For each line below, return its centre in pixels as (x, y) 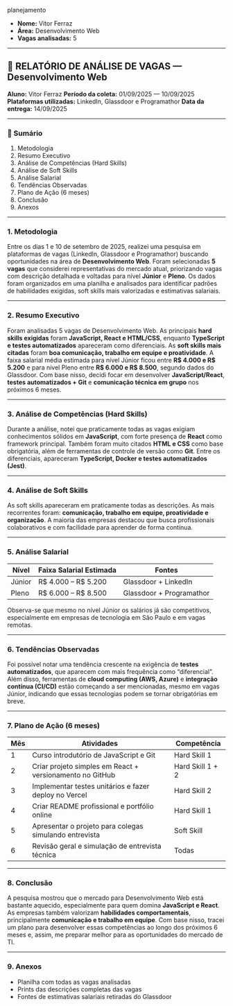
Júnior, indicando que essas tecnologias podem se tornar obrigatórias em (113, 693)
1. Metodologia (32, 232)
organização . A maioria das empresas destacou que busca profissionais (111, 520)
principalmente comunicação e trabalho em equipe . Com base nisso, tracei (116, 920)
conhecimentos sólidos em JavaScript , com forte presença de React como (115, 436)
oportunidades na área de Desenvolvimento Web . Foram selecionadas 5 (112, 261)
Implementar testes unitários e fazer (91, 786)
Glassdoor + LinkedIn (158, 582)
